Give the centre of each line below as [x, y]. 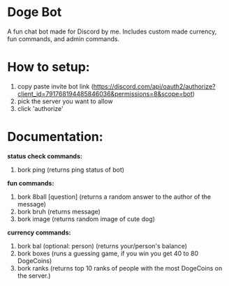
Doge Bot [35, 12]
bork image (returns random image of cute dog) [86, 219]
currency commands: [39, 232]
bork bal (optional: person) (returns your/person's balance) [102, 246]
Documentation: [55, 137]
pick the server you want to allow [65, 101]
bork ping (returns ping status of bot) [71, 170]
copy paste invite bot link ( [56, 86]
